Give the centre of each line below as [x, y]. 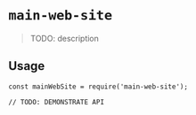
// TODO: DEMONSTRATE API [56, 102]
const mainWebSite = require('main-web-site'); [98, 87]
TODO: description [65, 38]
